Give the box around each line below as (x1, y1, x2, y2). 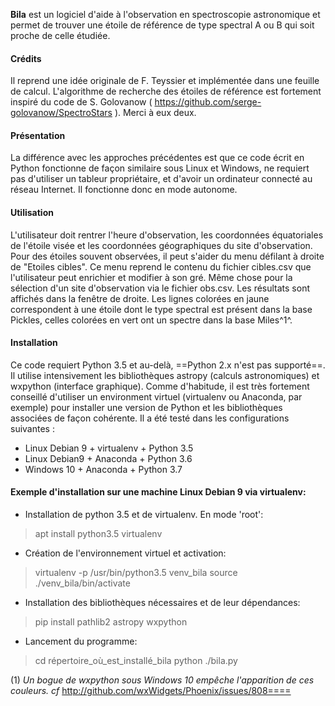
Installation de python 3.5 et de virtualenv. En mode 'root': (24, 509, 264, 521)
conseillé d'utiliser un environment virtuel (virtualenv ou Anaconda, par (10, 390, 303, 403)
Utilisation (10, 207, 54, 218)
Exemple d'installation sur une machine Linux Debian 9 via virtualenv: (10, 486, 307, 498)
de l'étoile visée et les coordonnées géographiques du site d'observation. (10, 239, 313, 251)
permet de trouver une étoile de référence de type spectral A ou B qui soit (10, 19, 315, 31)
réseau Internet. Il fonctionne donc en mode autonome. (10, 184, 238, 196)
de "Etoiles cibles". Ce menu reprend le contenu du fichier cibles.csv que (10, 260, 312, 273)
